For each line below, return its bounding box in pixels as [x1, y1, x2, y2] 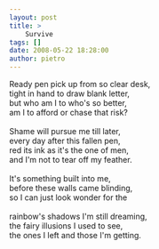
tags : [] [9, 37, 42, 47]
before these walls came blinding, [9, 183, 133, 193]
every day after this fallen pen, [9, 135, 121, 146]
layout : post [9, 12, 58, 22]
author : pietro [9, 54, 66, 63]
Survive [25, 29, 53, 38]
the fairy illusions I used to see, [9, 221, 123, 231]
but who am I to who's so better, [9, 98, 127, 108]
